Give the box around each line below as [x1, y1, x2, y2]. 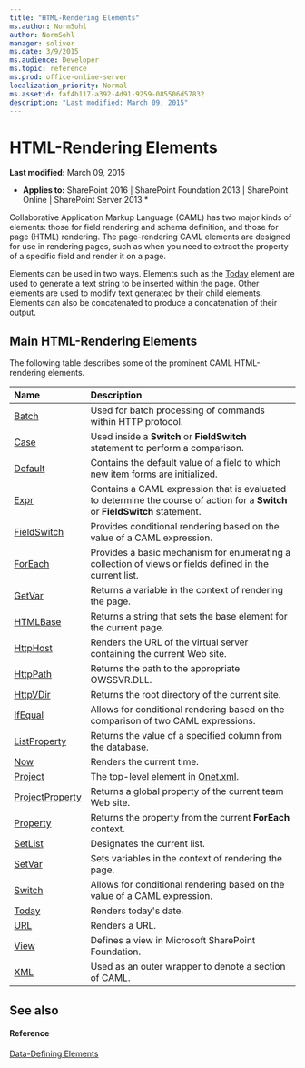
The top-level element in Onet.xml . [90, 771, 239, 783]
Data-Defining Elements [9, 1048, 99, 1059]
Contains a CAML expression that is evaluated [90, 483, 287, 496]
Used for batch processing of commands [90, 404, 265, 417]
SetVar [14, 858, 43, 871]
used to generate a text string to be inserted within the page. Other [9, 278, 260, 289]
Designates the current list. [90, 838, 206, 851]
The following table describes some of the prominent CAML [9, 358, 233, 368]
